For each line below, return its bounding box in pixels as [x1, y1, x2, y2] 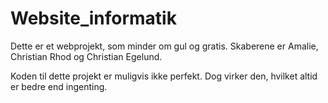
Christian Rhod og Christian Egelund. [10, 50, 163, 62]
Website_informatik [10, 7, 177, 30]
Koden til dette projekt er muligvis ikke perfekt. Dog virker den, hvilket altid [10, 70, 318, 82]
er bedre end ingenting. [10, 80, 108, 92]
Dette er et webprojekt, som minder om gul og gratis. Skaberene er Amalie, [10, 40, 319, 52]
